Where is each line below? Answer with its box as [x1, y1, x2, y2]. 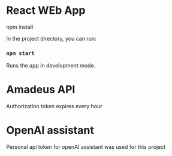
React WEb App [6, 4, 86, 17]
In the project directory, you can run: [6, 35, 96, 42]
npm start [6, 50, 35, 57]
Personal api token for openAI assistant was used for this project [6, 143, 166, 151]
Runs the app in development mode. [6, 62, 96, 69]
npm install [6, 23, 34, 30]
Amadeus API [6, 83, 76, 96]
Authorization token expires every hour [6, 103, 102, 110]
